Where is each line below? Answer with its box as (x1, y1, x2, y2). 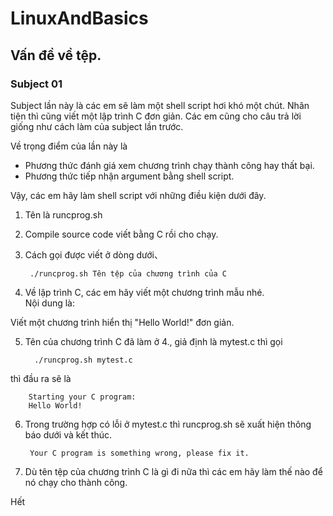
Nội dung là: (24, 297, 75, 309)
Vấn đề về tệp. (10, 47, 102, 64)
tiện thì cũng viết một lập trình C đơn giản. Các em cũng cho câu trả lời (10, 110, 302, 122)
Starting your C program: (28, 392, 137, 402)
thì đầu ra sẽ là (10, 372, 72, 384)
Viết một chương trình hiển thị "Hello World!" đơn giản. (10, 316, 235, 328)
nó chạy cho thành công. (24, 476, 128, 488)
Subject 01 (10, 77, 63, 91)
